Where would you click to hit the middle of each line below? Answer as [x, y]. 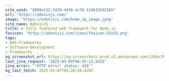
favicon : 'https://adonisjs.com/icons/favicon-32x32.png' [67, 33]
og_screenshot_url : [26, 57]
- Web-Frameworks [23, 43]
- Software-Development [30, 47]
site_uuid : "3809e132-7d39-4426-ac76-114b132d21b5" [60, 10]
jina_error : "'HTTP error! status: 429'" [49, 66]
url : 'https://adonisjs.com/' [37, 15]
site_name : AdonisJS [27, 24]
